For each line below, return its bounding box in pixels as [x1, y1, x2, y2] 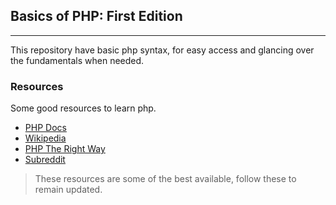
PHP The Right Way [24, 143, 106, 155]
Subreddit [24, 154, 66, 166]
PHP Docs [24, 122, 67, 134]
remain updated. [34, 184, 103, 196]
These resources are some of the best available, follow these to [34, 173, 297, 185]
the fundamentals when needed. [10, 54, 145, 66]
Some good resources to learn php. [10, 102, 157, 114]
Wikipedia [24, 132, 67, 144]
